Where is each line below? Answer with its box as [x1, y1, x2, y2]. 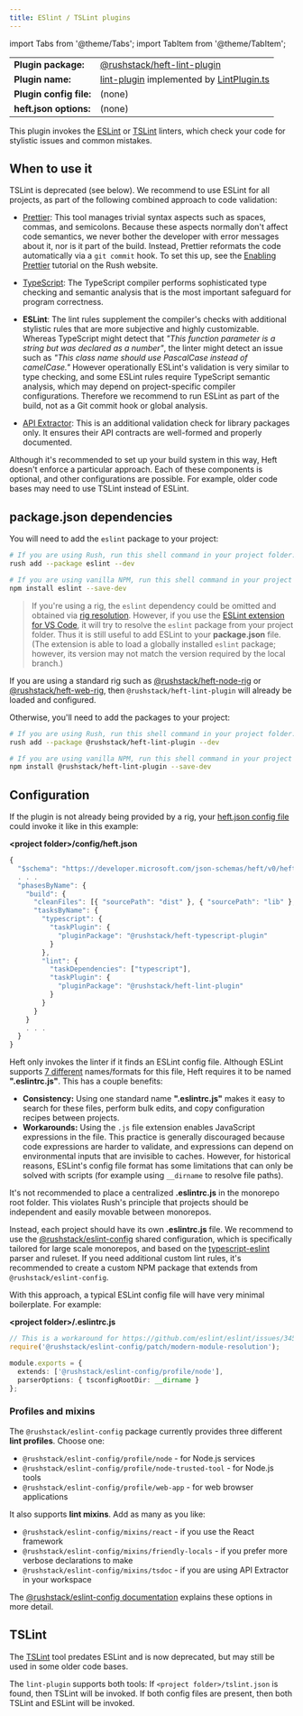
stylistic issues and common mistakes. [9, 134, 152, 145]
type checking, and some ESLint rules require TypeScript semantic [22, 372, 271, 383]
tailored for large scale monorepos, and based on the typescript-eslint [9, 1243, 271, 1254]
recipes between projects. [22, 1112, 120, 1123]
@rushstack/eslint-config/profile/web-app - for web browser [22, 1481, 254, 1492]
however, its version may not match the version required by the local [31, 648, 286, 659]
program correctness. [22, 297, 104, 308]
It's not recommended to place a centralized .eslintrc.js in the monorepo [9, 1187, 280, 1198]
